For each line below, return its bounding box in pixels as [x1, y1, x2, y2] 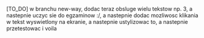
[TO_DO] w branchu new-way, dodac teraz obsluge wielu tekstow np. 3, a [6, 6, 193, 12]
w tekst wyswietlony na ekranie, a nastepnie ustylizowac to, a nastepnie [6, 18, 188, 25]
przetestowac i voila [6, 25, 57, 32]
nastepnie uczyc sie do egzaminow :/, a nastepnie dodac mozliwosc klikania [6, 12, 198, 19]
